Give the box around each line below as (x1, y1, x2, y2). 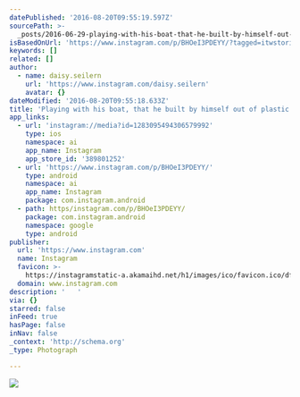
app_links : (9, 113, 50, 122)
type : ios (25, 130, 62, 139)
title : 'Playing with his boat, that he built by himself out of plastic (9, 105, 290, 114)
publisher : (9, 238, 50, 247)
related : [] (9, 55, 54, 63)
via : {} (9, 296, 38, 305)
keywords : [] (9, 46, 58, 55)
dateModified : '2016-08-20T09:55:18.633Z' (9, 96, 170, 106)
